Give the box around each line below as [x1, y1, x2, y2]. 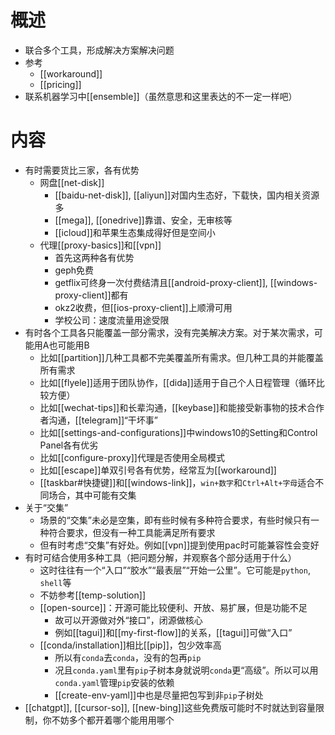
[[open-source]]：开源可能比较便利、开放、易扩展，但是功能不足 [39, 601, 308, 613]
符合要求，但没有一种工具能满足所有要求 [48, 526, 216, 538]
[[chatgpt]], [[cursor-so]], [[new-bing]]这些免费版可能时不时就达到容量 [24, 701, 317, 713]
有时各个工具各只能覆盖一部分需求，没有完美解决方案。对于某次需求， [24, 326, 315, 338]
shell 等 [39, 576, 72, 588]
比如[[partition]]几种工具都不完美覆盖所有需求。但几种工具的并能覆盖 [39, 351, 324, 363]
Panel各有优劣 [39, 439, 99, 451]
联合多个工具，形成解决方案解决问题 [24, 44, 175, 56]
